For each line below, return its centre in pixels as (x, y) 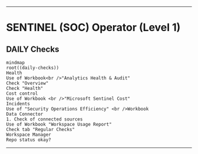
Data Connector (25, 114)
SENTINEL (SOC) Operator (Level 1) (93, 28)
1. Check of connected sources (44, 119)
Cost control (22, 93)
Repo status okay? (29, 140)
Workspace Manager (29, 135)
